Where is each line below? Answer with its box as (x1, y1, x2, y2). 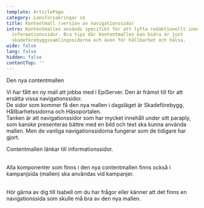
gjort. (6, 133, 20, 140)
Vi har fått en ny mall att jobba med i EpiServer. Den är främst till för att (6, 88, 183, 95)
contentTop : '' (6, 60, 45, 66)
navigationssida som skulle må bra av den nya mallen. (6, 195, 141, 202)
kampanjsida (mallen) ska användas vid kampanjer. (6, 170, 134, 177)
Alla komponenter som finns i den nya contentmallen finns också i (6, 164, 171, 171)
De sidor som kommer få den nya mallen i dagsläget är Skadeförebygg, (6, 101, 184, 108)
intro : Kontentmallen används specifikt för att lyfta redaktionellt (6, 26, 186, 32)
